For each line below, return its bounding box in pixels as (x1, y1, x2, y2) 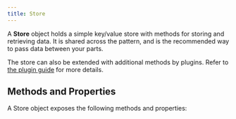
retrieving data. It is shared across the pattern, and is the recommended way (7, 36, 230, 45)
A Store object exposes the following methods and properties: (7, 104, 187, 113)
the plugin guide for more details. (7, 65, 104, 73)
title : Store (7, 10, 46, 17)
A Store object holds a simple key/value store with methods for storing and (7, 29, 225, 38)
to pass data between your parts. (7, 44, 104, 52)
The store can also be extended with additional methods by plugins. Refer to (7, 57, 229, 66)
